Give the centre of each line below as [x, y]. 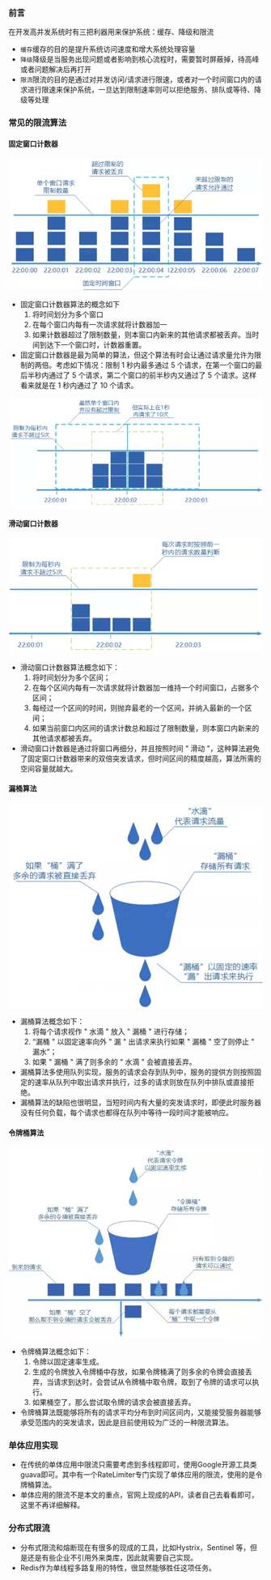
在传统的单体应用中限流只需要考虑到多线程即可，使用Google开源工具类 [138, 1465]
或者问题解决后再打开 [55, 70]
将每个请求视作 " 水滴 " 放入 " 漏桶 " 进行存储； [111, 1031]
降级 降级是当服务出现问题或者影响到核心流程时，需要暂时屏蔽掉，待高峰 [140, 59]
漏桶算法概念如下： [52, 1022]
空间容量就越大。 [49, 768]
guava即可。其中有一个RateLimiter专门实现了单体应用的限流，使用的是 [138, 1475]
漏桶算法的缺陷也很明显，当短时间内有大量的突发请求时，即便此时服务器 [140, 1103]
